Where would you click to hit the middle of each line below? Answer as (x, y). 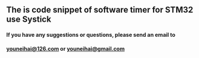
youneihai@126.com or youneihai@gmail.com (66, 48)
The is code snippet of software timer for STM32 (100, 10)
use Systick (29, 20)
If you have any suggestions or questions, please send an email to (91, 34)
